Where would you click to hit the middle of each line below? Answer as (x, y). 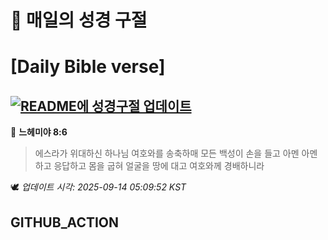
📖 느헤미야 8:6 (39, 132)
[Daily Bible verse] (88, 67)
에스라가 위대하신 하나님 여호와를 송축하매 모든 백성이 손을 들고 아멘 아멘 (176, 153)
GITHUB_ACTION (65, 222)
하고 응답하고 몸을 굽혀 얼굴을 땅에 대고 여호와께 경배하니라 (149, 166)
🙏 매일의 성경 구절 (79, 20)
